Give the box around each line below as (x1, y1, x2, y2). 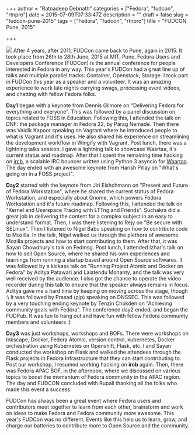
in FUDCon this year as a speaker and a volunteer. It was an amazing (6, 78, 172, 85)
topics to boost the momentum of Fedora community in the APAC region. (6, 374, 181, 380)
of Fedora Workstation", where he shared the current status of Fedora (6, 188, 174, 195)
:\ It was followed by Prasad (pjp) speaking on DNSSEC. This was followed (6, 294, 185, 300)
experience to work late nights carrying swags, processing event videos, (6, 84, 181, 91)
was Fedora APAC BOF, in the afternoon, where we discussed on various (6, 367, 181, 374)
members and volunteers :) (6, 318, 71, 326)
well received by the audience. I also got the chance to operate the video (6, 275, 182, 282)
